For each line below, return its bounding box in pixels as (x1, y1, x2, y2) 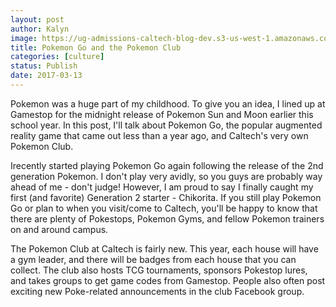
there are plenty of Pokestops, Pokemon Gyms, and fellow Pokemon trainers (10, 212, 325, 225)
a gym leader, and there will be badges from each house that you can (10, 253, 297, 265)
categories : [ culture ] (10, 52, 105, 62)
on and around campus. (10, 223, 109, 235)
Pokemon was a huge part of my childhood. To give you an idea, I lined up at (10, 97, 326, 110)
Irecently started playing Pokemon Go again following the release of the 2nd (10, 159, 324, 171)
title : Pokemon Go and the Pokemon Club (10, 42, 182, 53)
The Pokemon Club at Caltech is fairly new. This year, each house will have (10, 242, 319, 255)
